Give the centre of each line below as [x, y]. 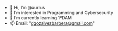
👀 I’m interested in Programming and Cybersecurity [61, 13]
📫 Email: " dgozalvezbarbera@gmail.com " [52, 23]
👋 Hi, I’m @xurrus [27, 8]
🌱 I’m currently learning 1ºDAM [41, 18]
